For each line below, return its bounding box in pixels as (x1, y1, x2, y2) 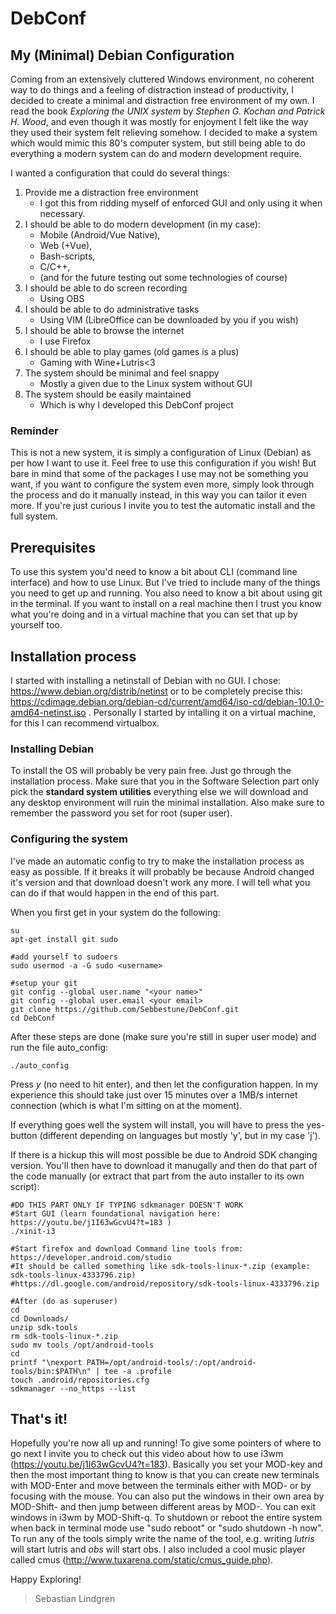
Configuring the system (10, 832, 128, 846)
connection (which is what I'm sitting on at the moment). (10, 1099, 243, 1111)
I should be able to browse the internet (24, 325, 185, 336)
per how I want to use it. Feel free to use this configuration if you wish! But (10, 457, 317, 469)
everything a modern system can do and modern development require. (10, 148, 302, 159)
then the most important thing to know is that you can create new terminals (10, 1469, 320, 1481)
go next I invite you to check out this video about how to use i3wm (10, 1448, 284, 1460)
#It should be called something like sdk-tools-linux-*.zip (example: (10, 1261, 311, 1271)
